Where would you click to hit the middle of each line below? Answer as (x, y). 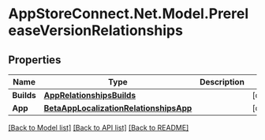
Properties (35, 60)
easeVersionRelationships (96, 30)
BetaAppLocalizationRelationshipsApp (118, 108)
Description (222, 82)
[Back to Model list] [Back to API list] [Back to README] (99, 128)
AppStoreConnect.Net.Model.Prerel (129, 14)
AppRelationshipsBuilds (90, 95)
